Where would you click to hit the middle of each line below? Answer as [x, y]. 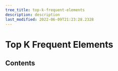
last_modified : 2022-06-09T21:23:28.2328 [50, 19]
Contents [20, 63]
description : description [32, 15]
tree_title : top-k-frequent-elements [45, 10]
